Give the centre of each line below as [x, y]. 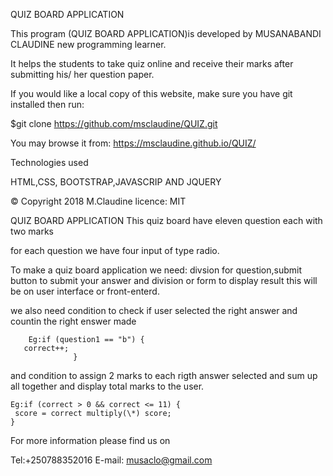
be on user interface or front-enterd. [85, 291]
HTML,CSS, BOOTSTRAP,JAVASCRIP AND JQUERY [116, 182]
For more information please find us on [90, 440]
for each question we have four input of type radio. [115, 250]
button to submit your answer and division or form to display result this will [164, 280]
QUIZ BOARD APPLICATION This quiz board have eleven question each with [166, 220]
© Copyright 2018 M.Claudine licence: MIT [98, 201]
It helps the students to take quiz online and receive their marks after [152, 63]
